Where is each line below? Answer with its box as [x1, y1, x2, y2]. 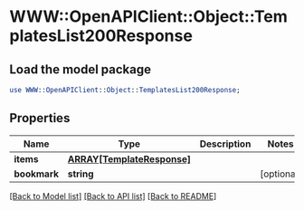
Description [199, 138, 252, 150]
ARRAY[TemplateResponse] [67, 152, 192, 165]
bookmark [14, 167, 59, 180]
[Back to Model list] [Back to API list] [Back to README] [9, 190, 217, 201]
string [67, 167, 94, 180]
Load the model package [9, 62, 152, 77]
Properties [9, 110, 71, 126]
